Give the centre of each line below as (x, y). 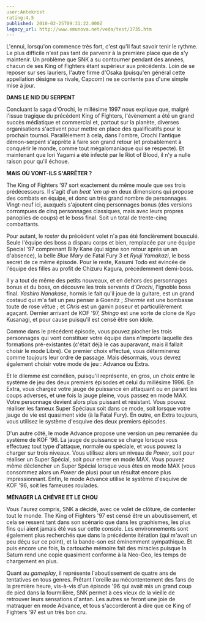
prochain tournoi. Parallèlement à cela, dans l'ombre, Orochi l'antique (94, 135)
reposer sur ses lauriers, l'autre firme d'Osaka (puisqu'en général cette (96, 73)
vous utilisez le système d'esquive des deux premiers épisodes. (87, 422)
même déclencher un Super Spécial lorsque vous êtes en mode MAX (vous (101, 466)
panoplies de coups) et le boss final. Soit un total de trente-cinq (87, 218)
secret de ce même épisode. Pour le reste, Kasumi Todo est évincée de (96, 262)
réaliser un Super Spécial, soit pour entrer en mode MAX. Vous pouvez (95, 460)
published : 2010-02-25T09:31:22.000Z (54, 23)
